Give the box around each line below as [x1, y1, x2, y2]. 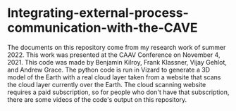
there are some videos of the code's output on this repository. [7, 95, 187, 103]
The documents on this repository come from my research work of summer [7, 43, 226, 51]
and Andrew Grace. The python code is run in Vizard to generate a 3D [7, 65, 210, 74]
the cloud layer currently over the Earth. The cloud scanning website [7, 80, 206, 89]
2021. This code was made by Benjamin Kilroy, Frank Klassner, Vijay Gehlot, [7, 58, 228, 66]
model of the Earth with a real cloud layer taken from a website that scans [7, 72, 221, 81]
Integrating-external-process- [7, 5, 189, 21]
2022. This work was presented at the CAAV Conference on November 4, [7, 51, 221, 59]
